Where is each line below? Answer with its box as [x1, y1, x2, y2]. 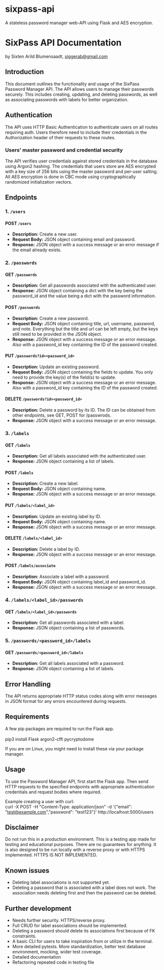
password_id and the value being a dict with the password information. [12, 293, 156, 299]
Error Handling [5, 680, 51, 688]
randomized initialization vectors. [5, 179, 72, 185]
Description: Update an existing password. [12, 364, 100, 370]
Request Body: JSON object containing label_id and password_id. [12, 579, 146, 584]
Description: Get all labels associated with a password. [12, 660, 125, 666]
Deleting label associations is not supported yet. [12, 880, 110, 886]
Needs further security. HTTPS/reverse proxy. [12, 917, 106, 924]
